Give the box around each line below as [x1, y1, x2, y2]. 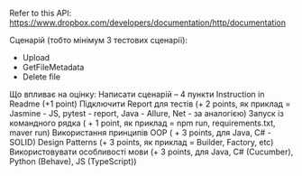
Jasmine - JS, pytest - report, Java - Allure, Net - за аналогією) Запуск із [9, 108, 284, 118]
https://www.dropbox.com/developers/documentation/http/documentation [9, 17, 287, 28]
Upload [22, 52, 50, 62]
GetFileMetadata [22, 62, 85, 72]
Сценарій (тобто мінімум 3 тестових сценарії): [9, 35, 188, 45]
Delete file [22, 71, 61, 82]
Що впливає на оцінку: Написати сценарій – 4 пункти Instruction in [9, 89, 265, 99]
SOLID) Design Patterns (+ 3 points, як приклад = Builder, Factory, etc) [9, 137, 274, 147]
